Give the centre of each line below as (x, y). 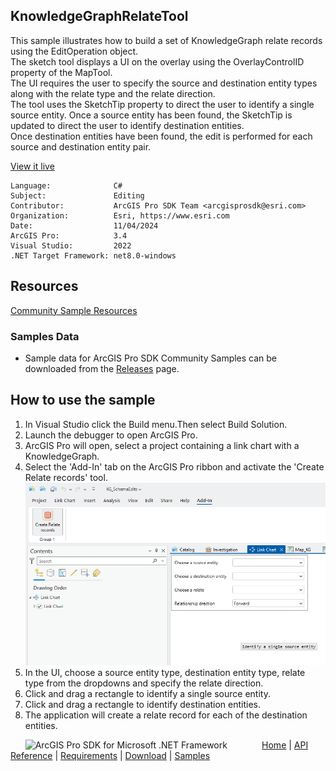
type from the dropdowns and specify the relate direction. (144, 683)
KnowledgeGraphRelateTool (99, 16)
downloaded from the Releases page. (102, 368)
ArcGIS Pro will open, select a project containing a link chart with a (162, 445)
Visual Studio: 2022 (71, 245)
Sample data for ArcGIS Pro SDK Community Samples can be (151, 358)
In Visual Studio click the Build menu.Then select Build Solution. (156, 424)
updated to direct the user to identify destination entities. (127, 125)
